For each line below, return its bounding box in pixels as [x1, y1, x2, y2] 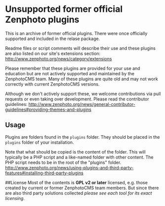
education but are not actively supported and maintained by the [5, 70, 135, 76]
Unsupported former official [5, 3, 123, 15]
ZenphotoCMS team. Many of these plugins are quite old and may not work [5, 76, 158, 82]
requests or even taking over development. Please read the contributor [5, 96, 149, 102]
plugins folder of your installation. [5, 139, 74, 145]
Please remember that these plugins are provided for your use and [5, 65, 140, 71]
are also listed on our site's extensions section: [5, 51, 101, 56]
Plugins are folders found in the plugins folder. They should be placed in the [5, 134, 160, 140]
